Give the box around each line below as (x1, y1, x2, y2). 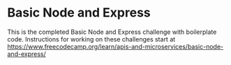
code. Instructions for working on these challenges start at (7, 35, 176, 43)
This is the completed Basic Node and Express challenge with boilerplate (7, 28, 217, 36)
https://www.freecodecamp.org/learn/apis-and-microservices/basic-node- (7, 42, 224, 50)
